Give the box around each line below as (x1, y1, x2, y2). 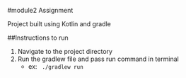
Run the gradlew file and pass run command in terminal (17, 55, 179, 63)
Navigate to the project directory (17, 48, 113, 55)
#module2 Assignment (7, 6, 74, 14)
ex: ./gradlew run (28, 62, 83, 70)
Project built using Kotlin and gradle (7, 20, 111, 28)
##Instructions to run (7, 33, 69, 42)
